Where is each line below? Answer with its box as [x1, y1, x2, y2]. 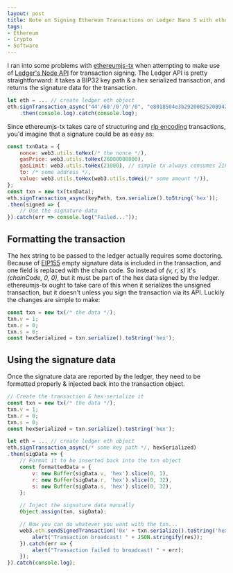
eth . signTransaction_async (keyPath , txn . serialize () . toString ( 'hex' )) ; [7, 195, 218, 202]
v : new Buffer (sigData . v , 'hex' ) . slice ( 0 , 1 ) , [32, 470, 169, 477]
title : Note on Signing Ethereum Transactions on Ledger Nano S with [7, 17, 213, 24]
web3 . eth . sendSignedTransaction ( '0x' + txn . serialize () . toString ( [19, 527, 216, 534]
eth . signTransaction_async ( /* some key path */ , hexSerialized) [7, 444, 197, 451]
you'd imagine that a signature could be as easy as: [7, 130, 155, 138]
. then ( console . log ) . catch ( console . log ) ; [19, 109, 138, 116]
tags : [7, 23, 23, 30]
